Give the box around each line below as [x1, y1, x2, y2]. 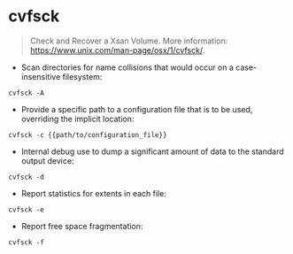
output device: [20, 155, 74, 165]
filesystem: [62, 71, 103, 81]
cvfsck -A [8, 89, 45, 97]
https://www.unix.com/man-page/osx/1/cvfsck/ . [29, 44, 205, 55]
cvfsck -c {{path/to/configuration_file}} [8, 130, 167, 139]
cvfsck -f [8, 237, 45, 247]
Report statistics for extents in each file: [20, 188, 167, 198]
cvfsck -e [8, 205, 45, 214]
